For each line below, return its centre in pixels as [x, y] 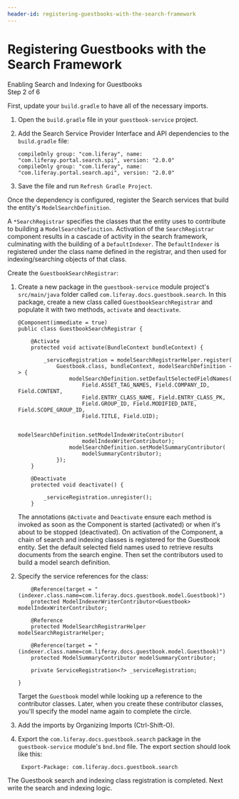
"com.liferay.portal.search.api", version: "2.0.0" [96, 173]
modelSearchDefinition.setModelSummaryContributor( [147, 447]
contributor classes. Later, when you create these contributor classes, [121, 703]
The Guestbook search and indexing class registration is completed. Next [115, 780]
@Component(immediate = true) [63, 322]
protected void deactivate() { [77, 485]
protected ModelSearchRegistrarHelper [88, 626]
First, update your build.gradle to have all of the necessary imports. [108, 106]
